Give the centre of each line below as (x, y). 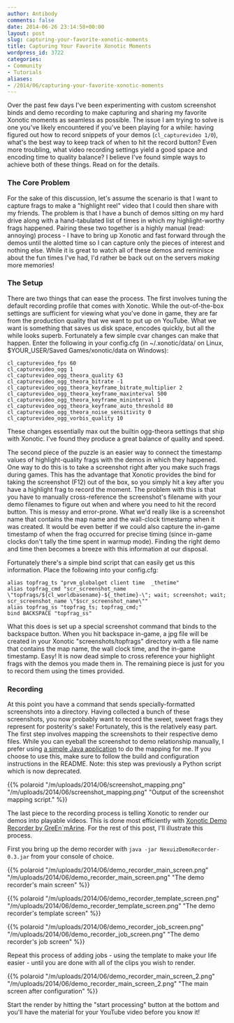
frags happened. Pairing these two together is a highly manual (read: (106, 227)
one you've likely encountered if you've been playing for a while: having (111, 127)
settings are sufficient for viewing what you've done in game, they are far (112, 313)
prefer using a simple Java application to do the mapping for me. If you (109, 749)
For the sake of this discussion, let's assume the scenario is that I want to (112, 198)
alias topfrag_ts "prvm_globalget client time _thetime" (93, 583)
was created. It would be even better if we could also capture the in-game (114, 526)
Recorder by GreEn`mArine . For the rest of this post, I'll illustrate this (105, 828)
